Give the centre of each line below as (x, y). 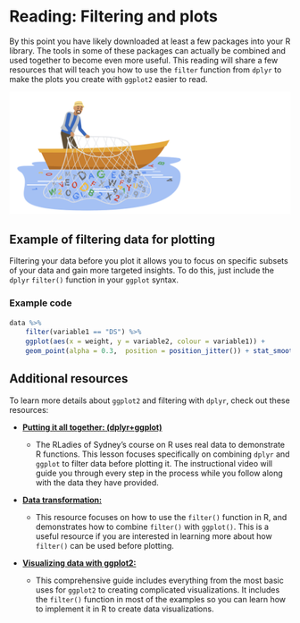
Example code (41, 303)
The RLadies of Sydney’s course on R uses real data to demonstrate (160, 444)
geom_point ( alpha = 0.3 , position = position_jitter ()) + (137, 351)
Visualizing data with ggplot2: (79, 563)
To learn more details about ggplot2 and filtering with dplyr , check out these (150, 400)
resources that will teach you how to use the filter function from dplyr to (146, 70)
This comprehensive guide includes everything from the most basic (159, 580)
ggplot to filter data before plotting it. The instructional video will (154, 463)
